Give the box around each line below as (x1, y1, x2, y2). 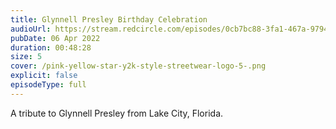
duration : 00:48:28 (10, 42, 92, 53)
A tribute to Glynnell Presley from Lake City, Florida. (10, 107, 224, 119)
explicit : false (10, 71, 78, 81)
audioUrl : (10, 24, 52, 34)
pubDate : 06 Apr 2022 (10, 33, 101, 43)
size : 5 (10, 52, 43, 62)
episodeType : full (10, 80, 87, 90)
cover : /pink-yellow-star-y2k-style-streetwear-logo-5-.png (10, 61, 267, 71)
